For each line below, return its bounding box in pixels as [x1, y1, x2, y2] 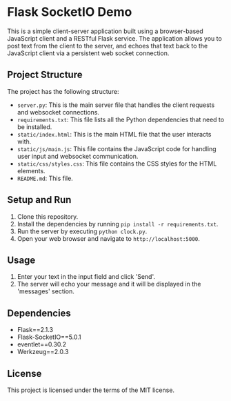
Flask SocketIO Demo [7, 4, 132, 20]
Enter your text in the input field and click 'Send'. [17, 273, 156, 281]
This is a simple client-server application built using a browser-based [7, 27, 203, 35]
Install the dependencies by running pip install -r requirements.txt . [17, 219, 219, 228]
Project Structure [7, 69, 83, 81]
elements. [17, 166, 46, 175]
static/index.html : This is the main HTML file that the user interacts [17, 130, 212, 138]
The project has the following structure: [7, 87, 119, 95]
